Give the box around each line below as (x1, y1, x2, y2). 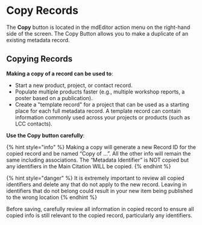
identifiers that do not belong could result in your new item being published (6, 187, 193, 194)
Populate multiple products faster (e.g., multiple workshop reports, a (14, 88, 185, 95)
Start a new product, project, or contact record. (14, 81, 133, 89)
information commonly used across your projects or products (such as (14, 113, 191, 121)
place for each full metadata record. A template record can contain (14, 107, 181, 115)
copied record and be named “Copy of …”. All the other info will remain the (6, 150, 191, 157)
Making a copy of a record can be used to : (6, 70, 113, 77)
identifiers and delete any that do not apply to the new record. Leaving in (6, 180, 187, 188)
